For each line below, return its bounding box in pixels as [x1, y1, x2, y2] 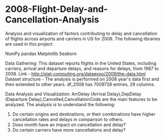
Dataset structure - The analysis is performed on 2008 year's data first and [5, 76, 160, 82]
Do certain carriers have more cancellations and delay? [12, 127, 126, 133]
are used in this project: [5, 41, 54, 47]
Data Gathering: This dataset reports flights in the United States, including [5, 60, 157, 66]
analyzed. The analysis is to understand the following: [5, 101, 115, 107]
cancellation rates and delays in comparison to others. [12, 116, 124, 122]
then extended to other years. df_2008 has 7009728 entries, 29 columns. [5, 81, 156, 87]
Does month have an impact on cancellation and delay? [12, 122, 126, 128]
